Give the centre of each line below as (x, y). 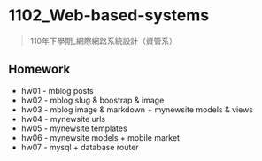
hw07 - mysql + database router (80, 147)
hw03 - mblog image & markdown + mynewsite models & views (137, 109)
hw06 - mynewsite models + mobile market (100, 137)
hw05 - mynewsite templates (74, 128)
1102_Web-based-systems (109, 15)
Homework (39, 69)
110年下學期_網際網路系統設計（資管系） (104, 41)
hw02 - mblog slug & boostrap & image (92, 100)
